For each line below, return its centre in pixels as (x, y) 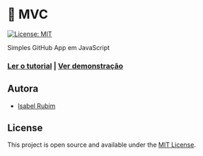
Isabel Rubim (36, 106)
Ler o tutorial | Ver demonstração (65, 66)
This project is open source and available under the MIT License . (102, 145)
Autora (23, 89)
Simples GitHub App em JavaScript (59, 47)
